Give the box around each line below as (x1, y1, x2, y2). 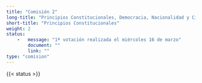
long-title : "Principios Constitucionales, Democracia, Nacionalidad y (6, 14, 189, 20)
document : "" (28, 43, 61, 49)
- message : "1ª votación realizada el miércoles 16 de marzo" (17, 37, 182, 43)
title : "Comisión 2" (6, 8, 58, 15)
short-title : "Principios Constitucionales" (6, 20, 120, 26)
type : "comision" (6, 54, 50, 60)
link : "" (28, 48, 50, 54)
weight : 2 (6, 25, 31, 32)
